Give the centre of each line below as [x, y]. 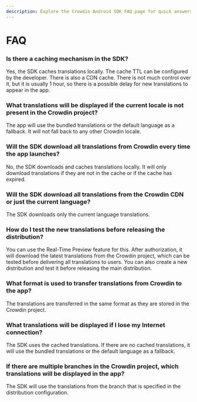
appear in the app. [28, 90]
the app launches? [33, 154]
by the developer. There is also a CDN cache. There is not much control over [98, 78]
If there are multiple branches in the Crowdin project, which [92, 366]
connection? [24, 332]
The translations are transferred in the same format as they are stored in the [98, 303]
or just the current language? [48, 201]
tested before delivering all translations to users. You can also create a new [97, 262]
